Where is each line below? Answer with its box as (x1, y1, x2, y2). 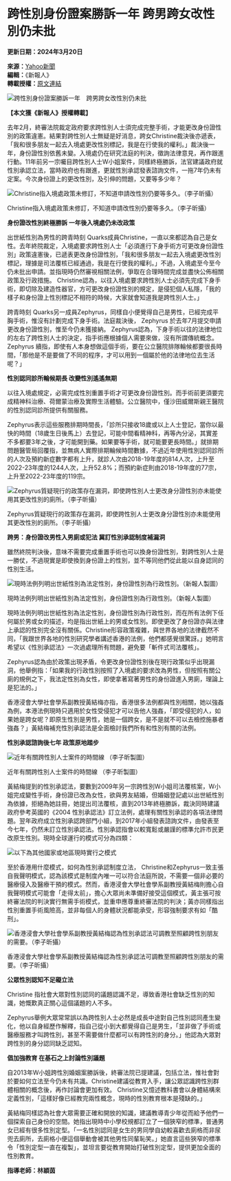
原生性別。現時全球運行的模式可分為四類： (12, 833, 134, 842)
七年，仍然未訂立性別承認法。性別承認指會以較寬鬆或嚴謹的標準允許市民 (12, 825, 218, 833)
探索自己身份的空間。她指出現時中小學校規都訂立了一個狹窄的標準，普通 (12, 1117, 218, 1125)
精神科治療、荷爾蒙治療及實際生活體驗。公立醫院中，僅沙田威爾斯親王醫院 (12, 397, 224, 406)
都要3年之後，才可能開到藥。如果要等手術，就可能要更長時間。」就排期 (19, 437, 219, 445)
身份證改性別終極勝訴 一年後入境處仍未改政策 (7, 218, 135, 227)
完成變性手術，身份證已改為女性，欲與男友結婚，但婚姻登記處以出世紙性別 (12, 791, 224, 799)
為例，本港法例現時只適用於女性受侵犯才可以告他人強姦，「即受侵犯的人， (7, 706, 215, 715)
